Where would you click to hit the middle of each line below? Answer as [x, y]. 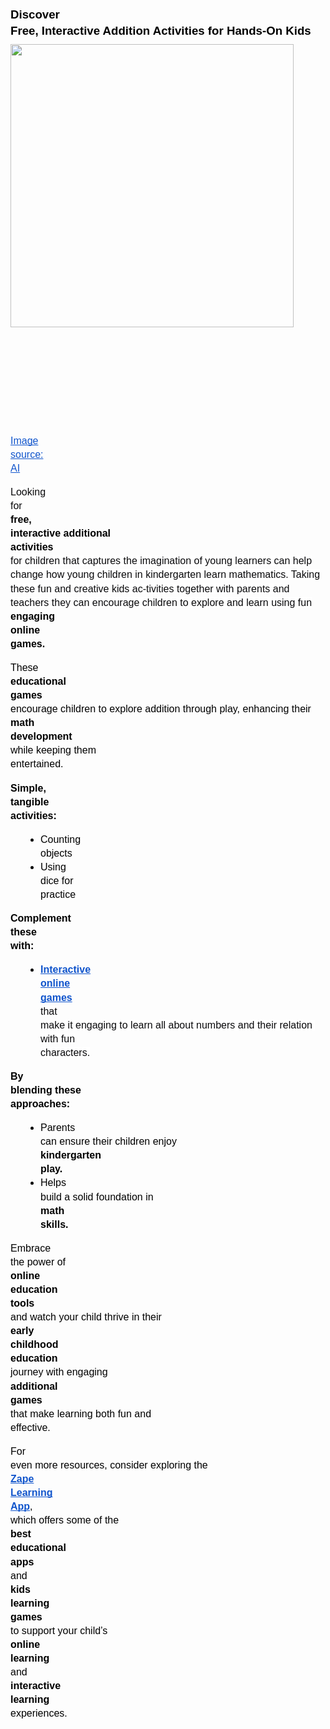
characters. [65, 1052]
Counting [61, 839]
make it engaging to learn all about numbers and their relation [176, 1025]
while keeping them [53, 750]
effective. [30, 1427]
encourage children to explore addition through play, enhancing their [161, 709]
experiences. [39, 1713]
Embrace [31, 1248]
